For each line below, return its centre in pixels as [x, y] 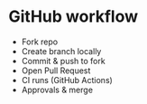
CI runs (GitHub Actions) [67, 80]
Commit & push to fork [63, 61]
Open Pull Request [56, 71]
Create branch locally [61, 51]
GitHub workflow [73, 17]
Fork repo [40, 42]
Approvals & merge [57, 90]
